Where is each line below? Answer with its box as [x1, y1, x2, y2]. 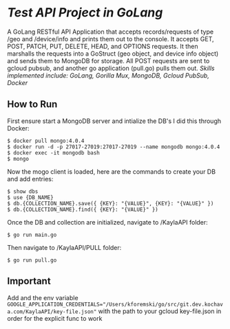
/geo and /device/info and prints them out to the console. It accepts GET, [7, 34, 214, 43]
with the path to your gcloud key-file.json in [98, 307, 222, 315]
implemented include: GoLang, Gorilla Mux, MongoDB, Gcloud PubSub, [7, 71, 210, 80]
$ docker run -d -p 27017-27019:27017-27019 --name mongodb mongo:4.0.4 [7, 143, 220, 150]
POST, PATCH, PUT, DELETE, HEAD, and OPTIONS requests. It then [7, 42, 198, 50]
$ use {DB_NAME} [7, 194, 54, 201]
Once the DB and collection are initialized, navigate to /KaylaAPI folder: [7, 218, 208, 226]
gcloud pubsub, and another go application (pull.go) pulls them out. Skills [7, 64, 215, 72]
